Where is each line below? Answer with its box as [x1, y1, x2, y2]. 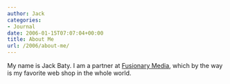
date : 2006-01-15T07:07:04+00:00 [7, 29, 104, 37]
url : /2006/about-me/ [7, 42, 70, 49]
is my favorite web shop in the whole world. [7, 69, 132, 77]
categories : [7, 17, 42, 24]
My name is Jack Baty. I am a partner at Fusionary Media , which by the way [7, 62, 223, 69]
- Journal [7, 23, 36, 30]
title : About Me [7, 36, 54, 43]
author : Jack [7, 10, 45, 17]
